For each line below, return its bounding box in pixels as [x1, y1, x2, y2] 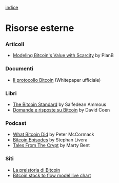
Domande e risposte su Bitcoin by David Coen [12, 107, 110, 113]
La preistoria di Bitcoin [12, 167, 61, 173]
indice [5, 5, 18, 10]
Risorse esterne [5, 23, 74, 34]
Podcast [5, 120, 27, 126]
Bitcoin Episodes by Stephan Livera [12, 137, 88, 143]
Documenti [5, 65, 33, 72]
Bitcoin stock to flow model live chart [12, 172, 91, 178]
